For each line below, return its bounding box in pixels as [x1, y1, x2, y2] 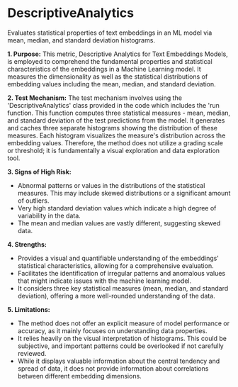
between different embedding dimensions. [17, 371, 142, 380]
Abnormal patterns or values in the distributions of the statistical [17, 181, 205, 189]
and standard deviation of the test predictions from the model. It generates [7, 116, 225, 125]
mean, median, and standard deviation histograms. [7, 35, 156, 44]
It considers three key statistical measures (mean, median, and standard [17, 284, 229, 292]
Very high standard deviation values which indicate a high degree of [17, 203, 217, 212]
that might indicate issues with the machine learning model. [17, 276, 192, 285]
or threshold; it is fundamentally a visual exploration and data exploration [7, 146, 220, 155]
